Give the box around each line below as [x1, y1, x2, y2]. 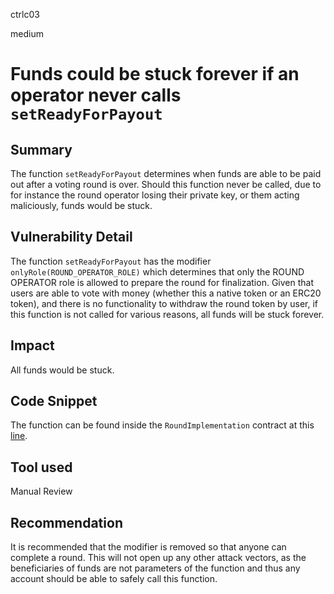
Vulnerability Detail [10, 229, 133, 246]
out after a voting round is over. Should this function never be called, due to [10, 179, 322, 190]
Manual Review [10, 485, 73, 498]
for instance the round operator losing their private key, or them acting [10, 189, 300, 201]
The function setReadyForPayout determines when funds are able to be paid [10, 168, 322, 179]
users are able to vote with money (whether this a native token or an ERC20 [10, 287, 322, 299]
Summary [10, 141, 73, 158]
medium [10, 28, 44, 39]
